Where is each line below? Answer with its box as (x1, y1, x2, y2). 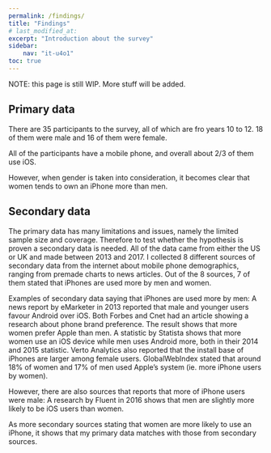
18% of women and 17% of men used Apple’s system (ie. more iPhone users (8, 362, 261, 372)
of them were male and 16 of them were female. (8, 133, 167, 142)
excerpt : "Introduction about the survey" (8, 34, 154, 43)
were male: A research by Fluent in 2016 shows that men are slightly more (8, 395, 255, 404)
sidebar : (8, 42, 38, 50)
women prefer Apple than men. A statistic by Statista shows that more (8, 328, 241, 337)
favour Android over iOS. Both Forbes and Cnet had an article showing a (8, 311, 249, 320)
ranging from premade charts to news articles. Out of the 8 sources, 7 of (8, 269, 251, 279)
